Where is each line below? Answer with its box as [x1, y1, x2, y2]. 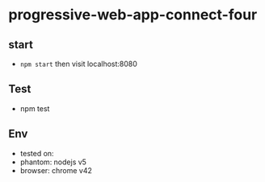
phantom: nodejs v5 [19, 157, 87, 167]
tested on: [19, 148, 54, 158]
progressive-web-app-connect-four [8, 6, 258, 24]
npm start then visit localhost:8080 [19, 59, 137, 68]
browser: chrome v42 [19, 165, 93, 175]
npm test [19, 103, 50, 114]
